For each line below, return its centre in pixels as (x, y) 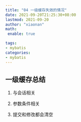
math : (11, 29)
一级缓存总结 (25, 79)
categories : (18, 53)
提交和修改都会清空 (33, 115)
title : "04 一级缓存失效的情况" (36, 10)
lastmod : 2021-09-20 (27, 19)
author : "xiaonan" (25, 24)
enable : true (21, 34)
